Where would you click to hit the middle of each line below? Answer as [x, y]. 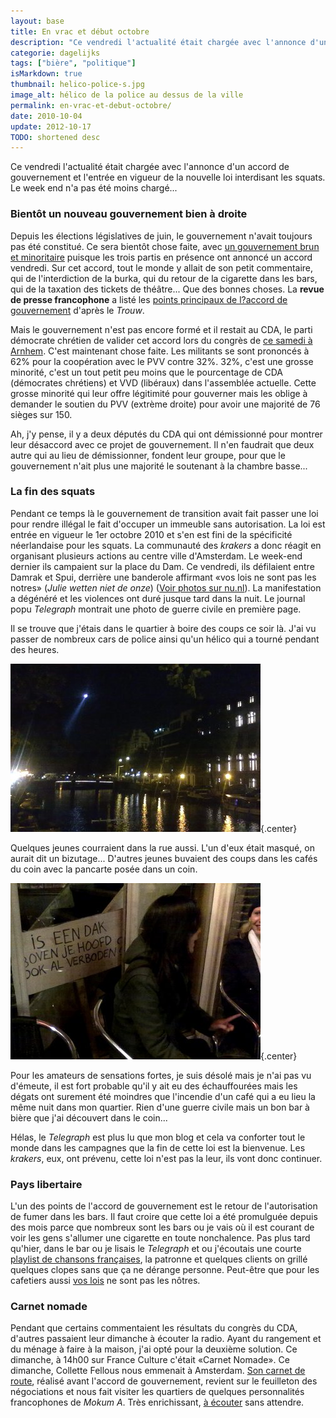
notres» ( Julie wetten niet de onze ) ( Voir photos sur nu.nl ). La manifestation [166, 587]
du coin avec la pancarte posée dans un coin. [104, 869]
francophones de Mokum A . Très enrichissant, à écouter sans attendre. [157, 1402]
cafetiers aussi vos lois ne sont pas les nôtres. [105, 1281]
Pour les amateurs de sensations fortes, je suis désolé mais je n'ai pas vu [161, 1075]
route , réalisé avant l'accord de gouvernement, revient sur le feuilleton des [164, 1381]
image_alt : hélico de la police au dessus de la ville [127, 95]
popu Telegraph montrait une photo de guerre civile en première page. [156, 609]
